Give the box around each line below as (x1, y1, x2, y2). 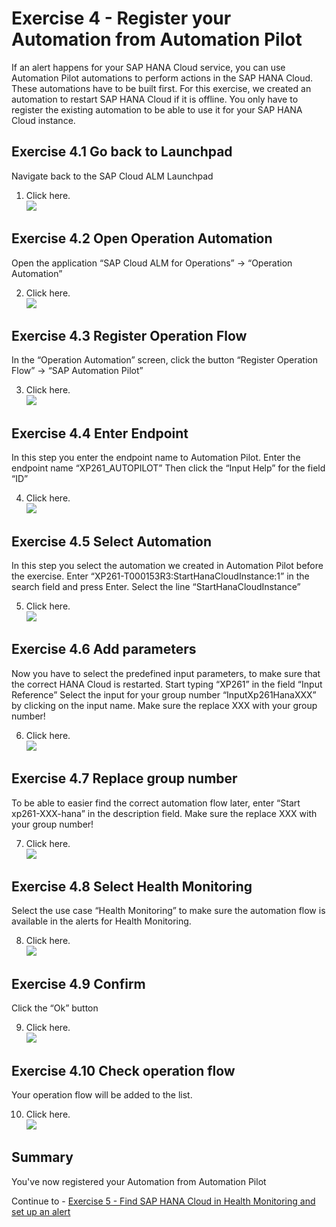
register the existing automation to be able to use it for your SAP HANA (11, 103, 303, 116)
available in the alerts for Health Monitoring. (11, 915, 192, 927)
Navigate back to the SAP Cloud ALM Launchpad (11, 170, 214, 182)
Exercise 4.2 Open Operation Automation (11, 230, 273, 247)
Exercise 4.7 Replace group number (11, 770, 238, 787)
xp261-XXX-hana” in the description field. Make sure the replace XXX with (11, 807, 318, 819)
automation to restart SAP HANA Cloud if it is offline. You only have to (11, 93, 299, 105)
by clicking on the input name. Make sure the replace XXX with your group (11, 699, 318, 711)
